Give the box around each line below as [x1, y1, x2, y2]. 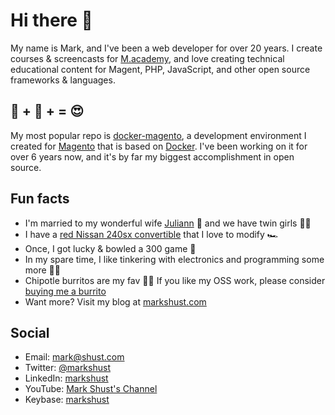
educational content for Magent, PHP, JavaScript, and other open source [10, 63, 311, 75]
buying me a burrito [24, 285, 107, 297]
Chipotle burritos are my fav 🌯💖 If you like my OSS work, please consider [24, 274, 326, 286]
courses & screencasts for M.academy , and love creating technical [10, 52, 285, 64]
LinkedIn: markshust [24, 372, 109, 384]
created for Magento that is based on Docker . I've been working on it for [10, 140, 308, 152]
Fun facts [10, 190, 70, 208]
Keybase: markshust [24, 394, 110, 406]
